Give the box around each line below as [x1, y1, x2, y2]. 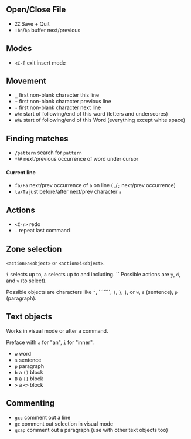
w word [14, 350, 32, 357]
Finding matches [6, 133, 69, 143]
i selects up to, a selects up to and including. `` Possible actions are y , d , [6, 271, 180, 278]
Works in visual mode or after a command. [6, 327, 108, 334]
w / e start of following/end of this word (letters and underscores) [14, 110, 168, 117]
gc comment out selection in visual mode [14, 420, 113, 427]
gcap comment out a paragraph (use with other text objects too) [14, 426, 168, 433]
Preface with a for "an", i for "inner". [6, 339, 94, 346]
